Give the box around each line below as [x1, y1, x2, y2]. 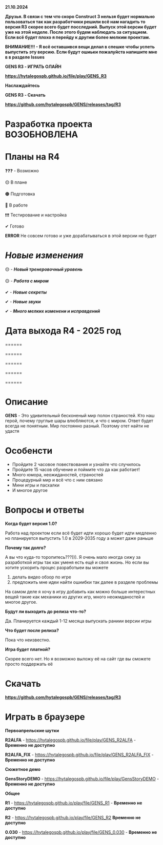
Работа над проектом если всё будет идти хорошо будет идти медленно [5, 530, 157, 536]
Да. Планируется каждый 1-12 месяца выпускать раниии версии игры [5, 618, 152, 624]
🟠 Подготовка [5, 191, 35, 197]
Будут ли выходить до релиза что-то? [5, 608, 86, 614]
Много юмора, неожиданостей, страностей [12, 471, 103, 478]
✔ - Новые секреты [5, 289, 47, 295]
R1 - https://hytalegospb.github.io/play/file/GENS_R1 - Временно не [5, 800, 143, 805]
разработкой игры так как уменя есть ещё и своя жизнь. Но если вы [5, 559, 149, 565]
